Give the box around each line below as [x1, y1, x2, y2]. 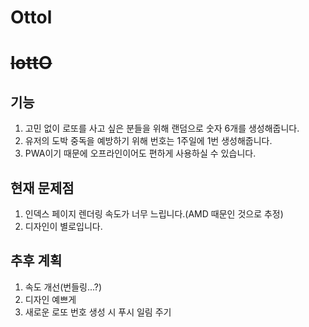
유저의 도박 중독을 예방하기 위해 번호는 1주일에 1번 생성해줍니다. [24, 135, 273, 147]
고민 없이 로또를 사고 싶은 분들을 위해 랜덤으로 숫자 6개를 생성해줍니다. [24, 122, 300, 135]
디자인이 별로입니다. [24, 221, 103, 232]
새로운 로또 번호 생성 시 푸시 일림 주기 [24, 306, 172, 318]
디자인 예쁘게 [24, 293, 77, 305]
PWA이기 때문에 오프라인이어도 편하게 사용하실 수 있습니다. [24, 147, 257, 160]
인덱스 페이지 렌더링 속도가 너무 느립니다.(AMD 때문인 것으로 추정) [24, 208, 284, 220]
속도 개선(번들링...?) [24, 281, 103, 293]
